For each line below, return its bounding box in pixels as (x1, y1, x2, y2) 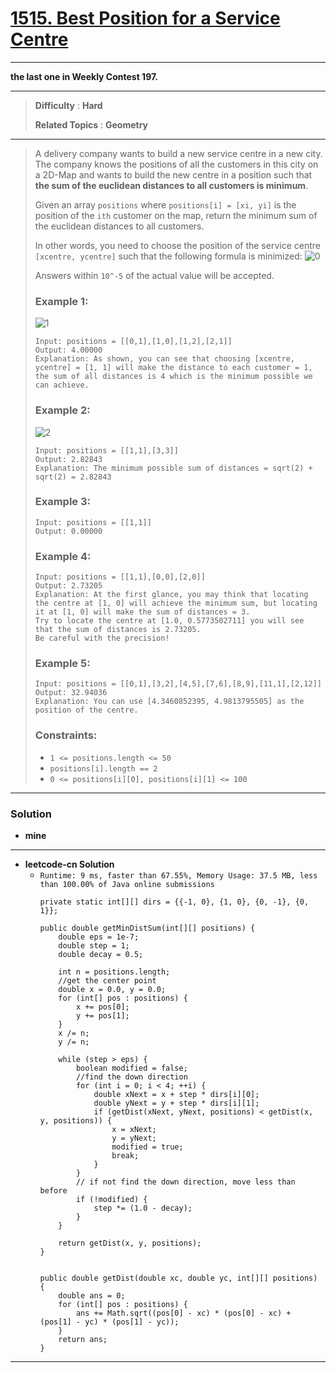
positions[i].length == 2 (49, 763, 158, 774)
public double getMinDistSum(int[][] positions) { (39, 923, 256, 934)
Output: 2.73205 (34, 581, 103, 591)
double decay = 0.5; (58, 950, 144, 960)
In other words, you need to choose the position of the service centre (34, 239, 321, 251)
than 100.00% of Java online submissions (39, 880, 215, 890)
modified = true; (111, 1142, 184, 1152)
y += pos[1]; (75, 1011, 130, 1021)
